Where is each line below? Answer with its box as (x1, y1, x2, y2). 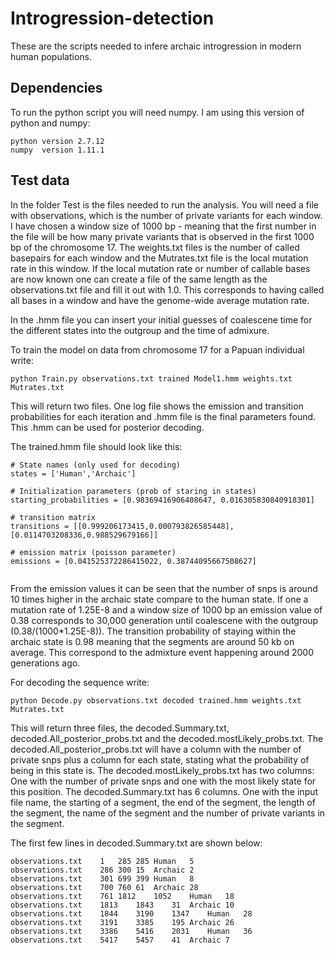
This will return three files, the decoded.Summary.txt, (10, 722, 230, 734)
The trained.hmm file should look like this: (10, 440, 183, 452)
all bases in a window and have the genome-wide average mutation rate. (10, 294, 310, 306)
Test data (10, 172, 70, 189)
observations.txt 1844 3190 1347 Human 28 (10, 908, 253, 919)
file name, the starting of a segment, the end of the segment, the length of (10, 796, 316, 808)
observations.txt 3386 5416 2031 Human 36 (10, 926, 253, 936)
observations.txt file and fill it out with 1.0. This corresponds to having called (10, 283, 325, 296)
